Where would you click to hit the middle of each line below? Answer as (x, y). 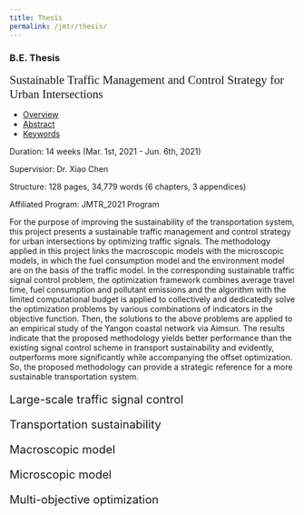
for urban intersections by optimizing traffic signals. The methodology (140, 241)
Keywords (41, 134)
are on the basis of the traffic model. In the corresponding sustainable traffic (152, 270)
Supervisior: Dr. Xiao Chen (59, 168)
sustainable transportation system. (74, 376)
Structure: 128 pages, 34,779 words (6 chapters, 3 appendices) (128, 187)
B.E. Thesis (35, 58)
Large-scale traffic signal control (97, 399)
